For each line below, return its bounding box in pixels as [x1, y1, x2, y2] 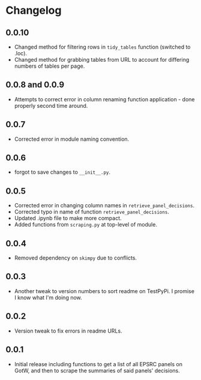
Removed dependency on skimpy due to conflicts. [14, 254, 137, 261]
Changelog [5, 4, 62, 17]
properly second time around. [14, 102, 88, 109]
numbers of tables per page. [14, 62, 85, 70]
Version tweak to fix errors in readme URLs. [14, 327, 122, 334]
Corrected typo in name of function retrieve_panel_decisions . [14, 208, 169, 216]
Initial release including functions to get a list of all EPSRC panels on [14, 360, 182, 367]
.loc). [14, 50, 28, 57]
